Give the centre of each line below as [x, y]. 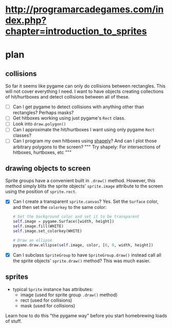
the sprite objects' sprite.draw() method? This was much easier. [81, 261]
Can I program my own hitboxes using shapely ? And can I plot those [85, 141]
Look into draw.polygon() [39, 124]
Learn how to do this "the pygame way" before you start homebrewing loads [86, 315]
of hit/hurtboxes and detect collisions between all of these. [68, 97]
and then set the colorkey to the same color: [60, 207]
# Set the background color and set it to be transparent [76, 217]
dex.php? [26, 20]
